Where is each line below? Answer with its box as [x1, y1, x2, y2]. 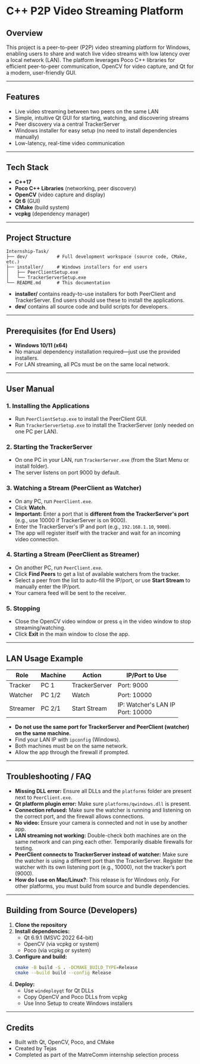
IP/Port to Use [126, 671, 167, 679]
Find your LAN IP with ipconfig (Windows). [14, 736, 121, 743]
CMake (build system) [14, 203, 70, 211]
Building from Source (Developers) [6, 905, 138, 915]
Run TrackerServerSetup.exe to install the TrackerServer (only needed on [14, 421, 194, 428]
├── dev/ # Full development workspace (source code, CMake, [6, 254, 187, 260]
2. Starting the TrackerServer [6, 443, 93, 451]
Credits [6, 1022, 35, 1033]
